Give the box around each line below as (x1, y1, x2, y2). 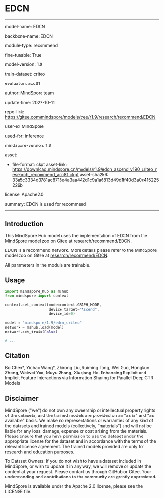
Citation (5, 352, 30, 360)
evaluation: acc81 (5, 80, 40, 86)
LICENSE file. (5, 489, 32, 495)
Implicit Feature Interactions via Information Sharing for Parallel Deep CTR (5, 375, 154, 381)
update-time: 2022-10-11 (5, 99, 55, 105)
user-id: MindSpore (5, 123, 44, 129)
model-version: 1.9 (5, 62, 42, 67)
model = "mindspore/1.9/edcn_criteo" (5, 320, 82, 325)
